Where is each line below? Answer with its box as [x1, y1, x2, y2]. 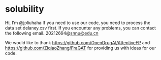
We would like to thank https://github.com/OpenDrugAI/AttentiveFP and [5, 39, 150, 45]
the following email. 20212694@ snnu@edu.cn [5, 30, 98, 36]
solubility [5, 3, 44, 15]
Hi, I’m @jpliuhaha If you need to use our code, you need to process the [5, 20, 151, 26]
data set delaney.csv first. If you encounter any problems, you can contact [5, 25, 156, 30]
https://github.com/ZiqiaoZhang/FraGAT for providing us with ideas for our [5, 45, 156, 51]
